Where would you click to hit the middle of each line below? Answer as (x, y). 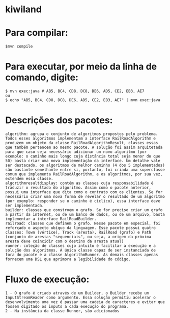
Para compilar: (37, 33)
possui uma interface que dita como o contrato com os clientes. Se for (84, 192)
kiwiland (24, 9)
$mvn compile (19, 47)
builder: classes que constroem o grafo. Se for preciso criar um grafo (84, 210)
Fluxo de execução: (47, 279)
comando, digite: (42, 77)
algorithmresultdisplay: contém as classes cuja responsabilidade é (79, 183)
